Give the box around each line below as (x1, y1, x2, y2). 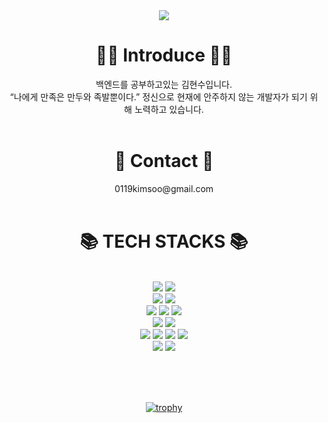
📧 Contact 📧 (114, 150, 214, 173)
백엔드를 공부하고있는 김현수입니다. (95, 78, 233, 90)
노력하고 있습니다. (134, 103, 204, 115)
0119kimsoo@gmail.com (114, 182, 214, 194)
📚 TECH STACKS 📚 (79, 230, 249, 253)
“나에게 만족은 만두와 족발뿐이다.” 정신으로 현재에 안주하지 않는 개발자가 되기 (9, 90, 308, 103)
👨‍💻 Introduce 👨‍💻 (95, 44, 233, 67)
